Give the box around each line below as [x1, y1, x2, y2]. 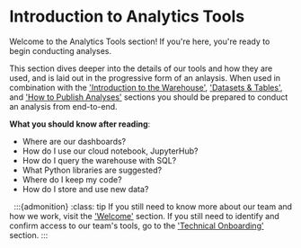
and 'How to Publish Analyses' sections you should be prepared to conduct [9, 92, 288, 102]
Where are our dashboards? [22, 136, 127, 146]
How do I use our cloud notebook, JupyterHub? [22, 146, 199, 156]
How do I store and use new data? [22, 183, 149, 194]
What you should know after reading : [9, 119, 151, 129]
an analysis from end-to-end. [9, 101, 119, 111]
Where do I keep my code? [22, 173, 123, 185]
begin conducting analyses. [9, 45, 112, 56]
